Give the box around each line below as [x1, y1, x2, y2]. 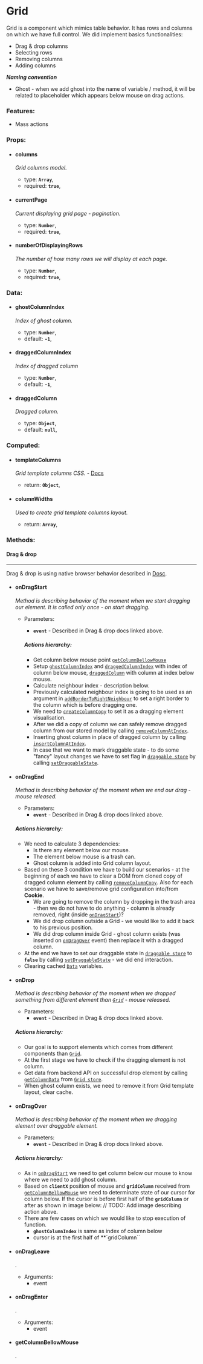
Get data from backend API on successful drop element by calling [24, 1069, 188, 1076]
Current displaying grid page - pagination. [14, 210, 121, 217]
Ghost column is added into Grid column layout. [33, 859, 152, 867]
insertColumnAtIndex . [33, 740, 86, 747]
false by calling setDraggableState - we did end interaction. [24, 956, 173, 964]
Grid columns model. [14, 164, 68, 171]
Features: [6, 107, 35, 115]
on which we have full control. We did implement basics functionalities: [6, 30, 183, 38]
